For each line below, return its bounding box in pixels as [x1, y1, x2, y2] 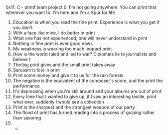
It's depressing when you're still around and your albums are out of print [12, 88, 162, 94]
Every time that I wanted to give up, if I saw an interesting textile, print [12, 93, 157, 99]
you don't [12, 24, 33, 30]
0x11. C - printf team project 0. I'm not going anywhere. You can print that [5, 4, 157, 10]
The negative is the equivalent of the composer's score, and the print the [12, 77, 164, 83]
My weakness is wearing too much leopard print [12, 46, 112, 51]
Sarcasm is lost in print [12, 67, 60, 73]
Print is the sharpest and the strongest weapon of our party [12, 104, 135, 110]
